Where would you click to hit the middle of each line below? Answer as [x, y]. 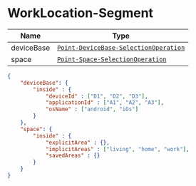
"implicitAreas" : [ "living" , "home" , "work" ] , [118, 149]
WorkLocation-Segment [81, 13]
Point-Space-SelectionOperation [112, 59]
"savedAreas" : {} [73, 156]
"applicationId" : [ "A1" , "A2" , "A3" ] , [104, 103]
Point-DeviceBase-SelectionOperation [121, 47]
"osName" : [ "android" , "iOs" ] [92, 109]
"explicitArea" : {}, [78, 143]
